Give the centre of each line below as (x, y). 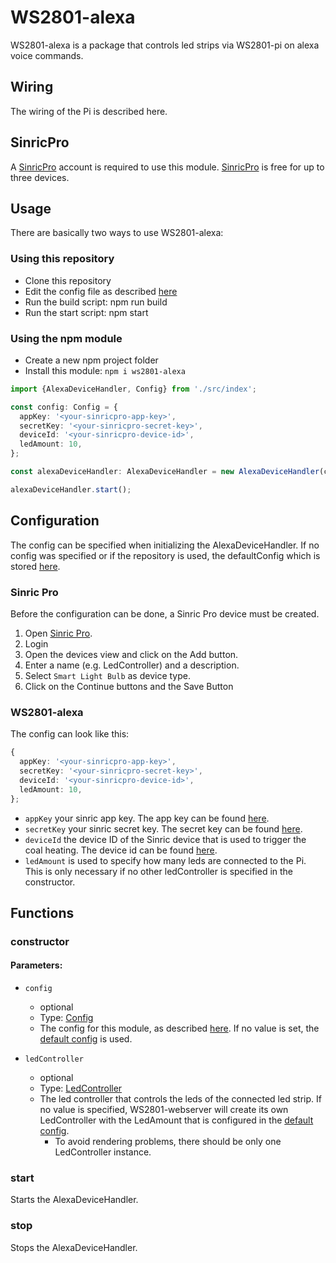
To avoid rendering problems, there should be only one (168, 1142)
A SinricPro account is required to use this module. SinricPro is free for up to (167, 167)
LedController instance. (103, 1152)
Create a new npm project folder (91, 360)
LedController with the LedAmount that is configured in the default (176, 1120)
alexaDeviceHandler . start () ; (71, 489)
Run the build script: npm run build (96, 302)
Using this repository (62, 259)
